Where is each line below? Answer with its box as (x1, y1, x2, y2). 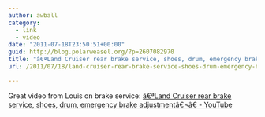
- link (15, 26, 37, 34)
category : (8, 19, 41, 27)
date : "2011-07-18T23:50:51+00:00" (8, 41, 125, 49)
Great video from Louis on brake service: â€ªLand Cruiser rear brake (8, 91, 232, 101)
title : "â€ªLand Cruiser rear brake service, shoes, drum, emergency (8, 56, 242, 64)
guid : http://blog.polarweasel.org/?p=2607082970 (8, 48, 175, 56)
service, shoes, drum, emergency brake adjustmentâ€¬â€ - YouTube (8, 100, 233, 109)
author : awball (8, 11, 58, 20)
